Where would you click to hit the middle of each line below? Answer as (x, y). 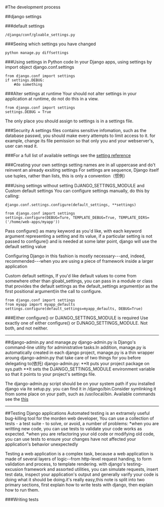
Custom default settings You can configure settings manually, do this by (77, 191)
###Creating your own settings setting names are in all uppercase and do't (80, 165)
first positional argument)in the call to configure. (53, 291)
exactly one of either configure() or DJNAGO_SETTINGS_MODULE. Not (76, 323)
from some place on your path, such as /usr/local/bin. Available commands (80, 394)
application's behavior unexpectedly (41, 444)
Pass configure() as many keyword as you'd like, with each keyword (73, 231)
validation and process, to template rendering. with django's (65, 464)
